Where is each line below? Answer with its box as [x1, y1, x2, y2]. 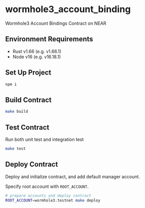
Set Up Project [5, 68, 52, 77]
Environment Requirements [5, 35, 93, 43]
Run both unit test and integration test [5, 136, 84, 142]
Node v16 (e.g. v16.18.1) [12, 54, 61, 60]
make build [5, 109, 28, 114]
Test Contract [5, 123, 50, 132]
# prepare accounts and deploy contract [5, 193, 92, 198]
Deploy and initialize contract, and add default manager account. [5, 173, 140, 180]
